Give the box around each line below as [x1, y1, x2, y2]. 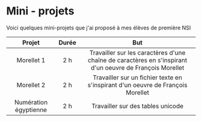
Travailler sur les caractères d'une [89, 48, 186, 56]
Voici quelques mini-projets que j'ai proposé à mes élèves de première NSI [6, 24, 191, 31]
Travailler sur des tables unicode [91, 102, 184, 110]
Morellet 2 [16, 81, 46, 89]
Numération [14, 98, 48, 106]
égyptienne [14, 105, 47, 114]
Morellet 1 [16, 56, 46, 64]
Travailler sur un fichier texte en [93, 73, 182, 82]
